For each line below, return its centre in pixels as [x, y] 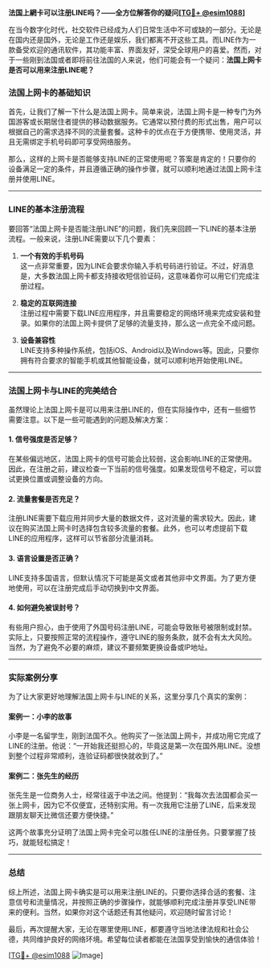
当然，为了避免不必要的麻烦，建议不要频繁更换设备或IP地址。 [110, 647]
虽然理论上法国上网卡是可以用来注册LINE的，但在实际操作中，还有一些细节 [132, 409]
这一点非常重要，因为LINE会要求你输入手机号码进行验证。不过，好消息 [137, 265]
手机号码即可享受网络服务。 [89, 142]
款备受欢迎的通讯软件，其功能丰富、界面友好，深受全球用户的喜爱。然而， [131, 50]
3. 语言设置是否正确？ [44, 558]
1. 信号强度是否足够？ [43, 439]
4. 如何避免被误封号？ [44, 608]
